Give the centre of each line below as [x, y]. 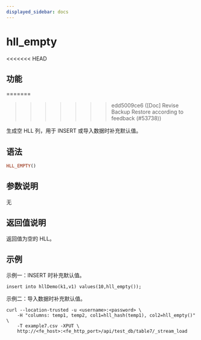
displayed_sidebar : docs [37, 12]
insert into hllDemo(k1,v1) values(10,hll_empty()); [74, 287]
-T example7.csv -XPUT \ [48, 326]
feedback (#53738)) [136, 118]
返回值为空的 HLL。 [31, 239]
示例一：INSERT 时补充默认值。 [46, 275]
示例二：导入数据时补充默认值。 [46, 298]
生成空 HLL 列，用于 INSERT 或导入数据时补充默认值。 [74, 131]
